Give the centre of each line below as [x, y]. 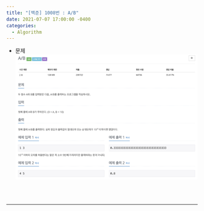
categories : [21, 25]
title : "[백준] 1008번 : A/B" [42, 13]
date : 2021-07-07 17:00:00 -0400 [49, 19]
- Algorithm [27, 32]
